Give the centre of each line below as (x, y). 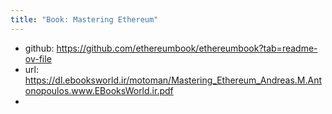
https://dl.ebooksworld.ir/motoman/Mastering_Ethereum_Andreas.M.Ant (173, 80)
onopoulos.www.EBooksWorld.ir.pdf (99, 90)
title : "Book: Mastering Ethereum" (84, 19)
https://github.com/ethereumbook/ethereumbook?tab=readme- (187, 48)
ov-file (38, 58)
